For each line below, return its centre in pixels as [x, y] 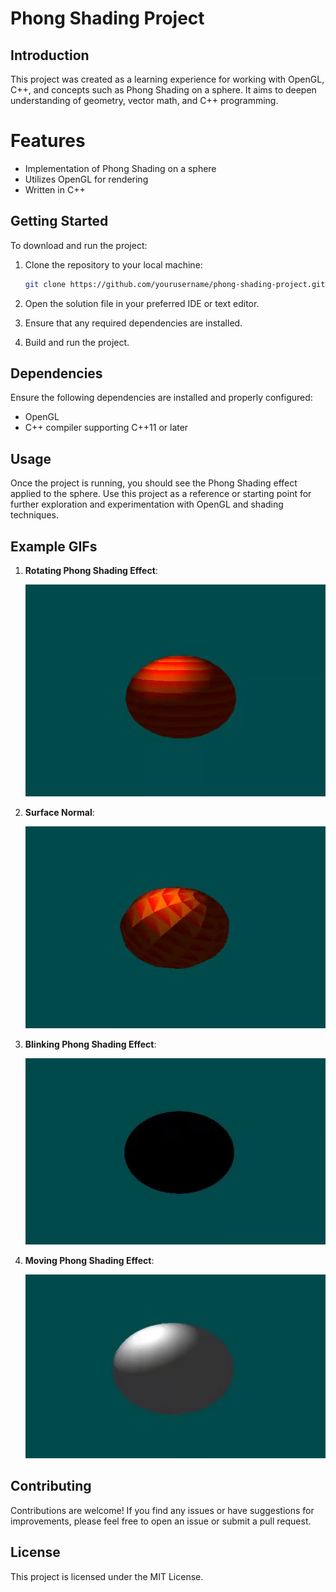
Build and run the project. [77, 342]
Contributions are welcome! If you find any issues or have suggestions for [162, 1510]
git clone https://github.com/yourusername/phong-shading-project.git [175, 284]
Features [48, 141]
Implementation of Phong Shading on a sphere [120, 168]
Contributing [51, 1486]
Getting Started [59, 221]
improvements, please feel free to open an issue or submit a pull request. [161, 1521]
